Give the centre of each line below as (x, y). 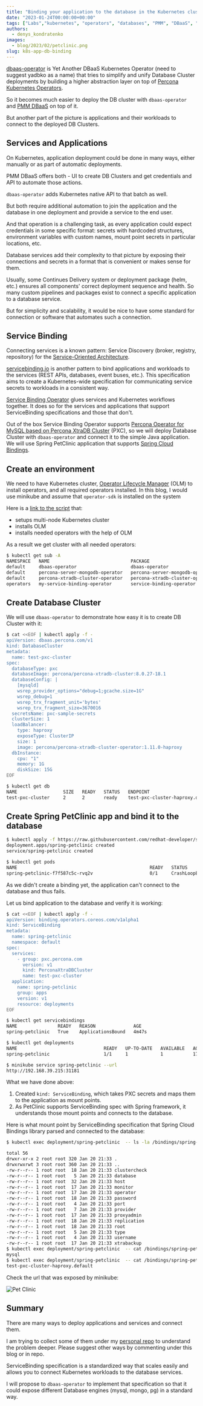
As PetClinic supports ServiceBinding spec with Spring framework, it (100, 1107)
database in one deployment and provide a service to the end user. (90, 212)
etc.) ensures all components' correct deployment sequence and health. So (100, 286)
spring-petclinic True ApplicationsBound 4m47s (77, 1032)
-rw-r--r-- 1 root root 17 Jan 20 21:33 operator (71, 1193)
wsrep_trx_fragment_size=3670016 (59, 708)
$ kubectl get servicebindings (46, 1020)
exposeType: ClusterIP (46, 736)
